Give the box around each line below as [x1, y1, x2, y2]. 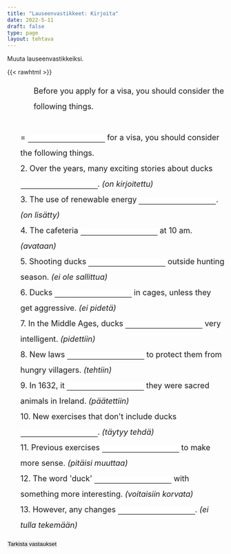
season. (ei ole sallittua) [20, 272, 108, 283]
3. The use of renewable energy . [20, 194, 219, 205]
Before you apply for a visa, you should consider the [33, 86, 224, 96]
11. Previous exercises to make [20, 442, 211, 453]
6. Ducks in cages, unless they [20, 287, 212, 298]
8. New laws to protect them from [20, 349, 222, 360]
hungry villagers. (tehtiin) [20, 365, 112, 376]
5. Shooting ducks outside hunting [20, 256, 225, 267]
